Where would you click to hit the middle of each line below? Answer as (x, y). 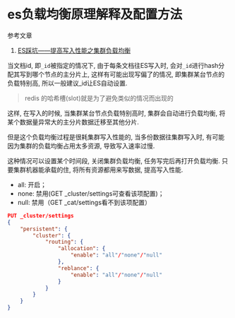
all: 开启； (32, 184)
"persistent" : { (44, 229)
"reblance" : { (78, 268)
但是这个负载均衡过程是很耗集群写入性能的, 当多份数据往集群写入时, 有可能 (116, 137)
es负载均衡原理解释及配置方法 (95, 14)
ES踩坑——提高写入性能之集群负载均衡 (74, 50)
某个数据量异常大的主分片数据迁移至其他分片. (73, 122)
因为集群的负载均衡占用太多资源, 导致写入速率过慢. (81, 146)
